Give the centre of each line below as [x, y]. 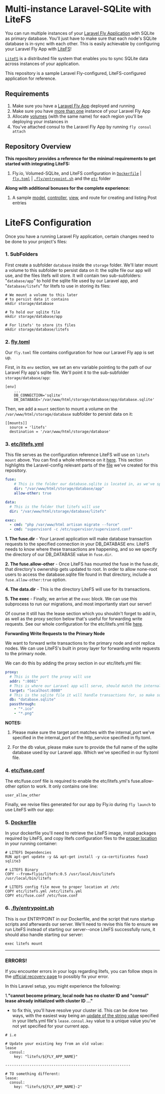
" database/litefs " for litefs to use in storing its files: [58, 286]
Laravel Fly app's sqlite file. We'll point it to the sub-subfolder [67, 372]
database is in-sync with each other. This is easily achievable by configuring [82, 43]
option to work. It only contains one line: [57, 786]
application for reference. [31, 78]
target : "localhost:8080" [36, 691]
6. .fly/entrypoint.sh [30, 908]
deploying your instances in [40, 121]
